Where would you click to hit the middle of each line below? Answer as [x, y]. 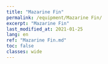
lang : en [17, 35]
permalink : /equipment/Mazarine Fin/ [54, 18]
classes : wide [24, 52]
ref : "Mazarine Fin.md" [37, 40]
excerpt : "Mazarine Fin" [38, 23]
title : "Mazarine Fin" [35, 12]
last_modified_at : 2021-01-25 [45, 29]
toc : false [20, 46]
